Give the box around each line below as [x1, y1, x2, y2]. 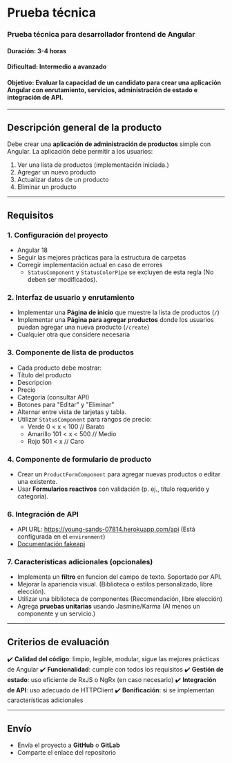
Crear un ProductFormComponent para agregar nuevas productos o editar [17, 469, 221, 478]
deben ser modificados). [27, 276, 98, 283]
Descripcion [17, 378, 52, 386]
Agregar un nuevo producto [17, 168, 97, 177]
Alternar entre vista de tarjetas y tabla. [17, 407, 126, 416]
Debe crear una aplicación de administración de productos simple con [7, 140, 211, 148]
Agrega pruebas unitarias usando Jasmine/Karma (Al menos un [17, 602, 200, 611]
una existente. [17, 477, 57, 485]
